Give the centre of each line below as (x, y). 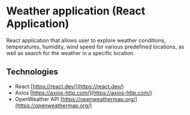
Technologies (32, 72)
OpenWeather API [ (39, 99)
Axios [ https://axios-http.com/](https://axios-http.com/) (84, 93)
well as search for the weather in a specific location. (70, 53)
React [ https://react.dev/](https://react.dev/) (69, 86)
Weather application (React (76, 11)
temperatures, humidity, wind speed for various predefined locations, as (95, 47)
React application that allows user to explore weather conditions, (86, 40)
